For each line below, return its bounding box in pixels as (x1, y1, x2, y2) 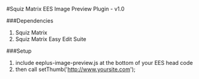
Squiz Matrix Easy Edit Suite (15, 36, 87, 42)
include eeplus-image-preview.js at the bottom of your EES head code (15, 59, 193, 66)
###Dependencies (6, 17, 53, 24)
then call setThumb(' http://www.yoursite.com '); (15, 66, 136, 73)
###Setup (6, 47, 32, 55)
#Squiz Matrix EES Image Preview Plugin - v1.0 (6, 6, 125, 12)
